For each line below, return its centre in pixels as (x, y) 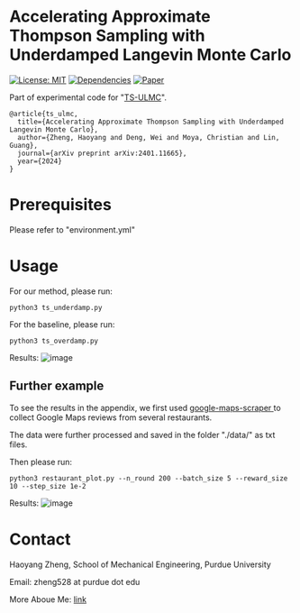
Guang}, (24, 145)
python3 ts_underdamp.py (56, 307)
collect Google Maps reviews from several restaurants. (111, 417)
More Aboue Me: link (48, 599)
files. (18, 444)
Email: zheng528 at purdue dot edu (75, 581)
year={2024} (40, 161)
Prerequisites (61, 205)
